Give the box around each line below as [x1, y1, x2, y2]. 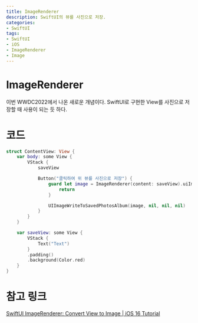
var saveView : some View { [16, 230, 83, 236]
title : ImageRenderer [6, 8, 60, 15]
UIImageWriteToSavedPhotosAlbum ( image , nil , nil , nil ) [48, 203, 186, 208]
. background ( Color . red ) [27, 257, 85, 263]
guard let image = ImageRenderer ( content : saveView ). [48, 181, 183, 187]
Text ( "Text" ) [37, 240, 70, 247]
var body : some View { [16, 154, 72, 160]
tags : [6, 31, 19, 37]
